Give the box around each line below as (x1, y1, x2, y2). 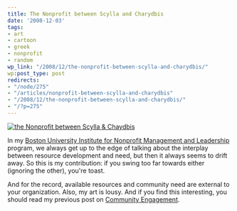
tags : (7, 23, 23, 31)
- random (7, 57, 33, 64)
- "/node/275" (7, 83, 50, 90)
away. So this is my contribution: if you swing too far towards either (7, 158, 205, 167)
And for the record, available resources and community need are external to (7, 180, 230, 188)
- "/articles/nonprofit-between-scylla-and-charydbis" (7, 90, 174, 97)
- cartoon (7, 37, 37, 44)
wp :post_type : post (7, 70, 65, 77)
